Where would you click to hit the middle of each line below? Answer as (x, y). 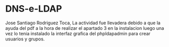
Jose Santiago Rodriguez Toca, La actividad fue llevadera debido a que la (83, 23)
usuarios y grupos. (25, 39)
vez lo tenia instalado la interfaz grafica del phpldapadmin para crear (78, 33)
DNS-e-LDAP (34, 9)
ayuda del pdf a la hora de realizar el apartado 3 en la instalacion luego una (85, 28)
